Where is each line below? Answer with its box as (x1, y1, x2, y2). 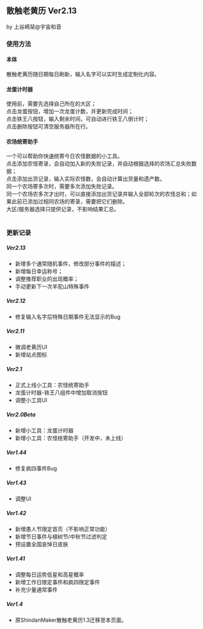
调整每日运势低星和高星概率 (14, 571, 85, 578)
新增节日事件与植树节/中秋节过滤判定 (14, 533, 108, 540)
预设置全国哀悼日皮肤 (14, 540, 68, 548)
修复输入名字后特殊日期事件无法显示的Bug (14, 313, 121, 320)
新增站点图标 (14, 351, 47, 358)
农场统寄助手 (6, 138, 38, 145)
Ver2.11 (6, 327, 25, 335)
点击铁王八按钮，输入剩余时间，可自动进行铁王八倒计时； (6, 115, 149, 123)
